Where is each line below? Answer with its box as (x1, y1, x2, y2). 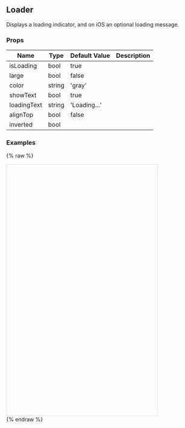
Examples (6, 139, 36, 147)
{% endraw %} (6, 416, 43, 423)
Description (116, 51, 151, 60)
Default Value (70, 51, 110, 60)
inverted (9, 121, 33, 129)
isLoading (9, 61, 37, 70)
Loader (6, 5, 34, 15)
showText (9, 91, 37, 99)
